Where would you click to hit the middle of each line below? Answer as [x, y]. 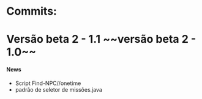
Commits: [32, 11]
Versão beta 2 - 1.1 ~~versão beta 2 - [101, 39]
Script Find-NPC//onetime [48, 83]
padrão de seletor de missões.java [59, 89]
